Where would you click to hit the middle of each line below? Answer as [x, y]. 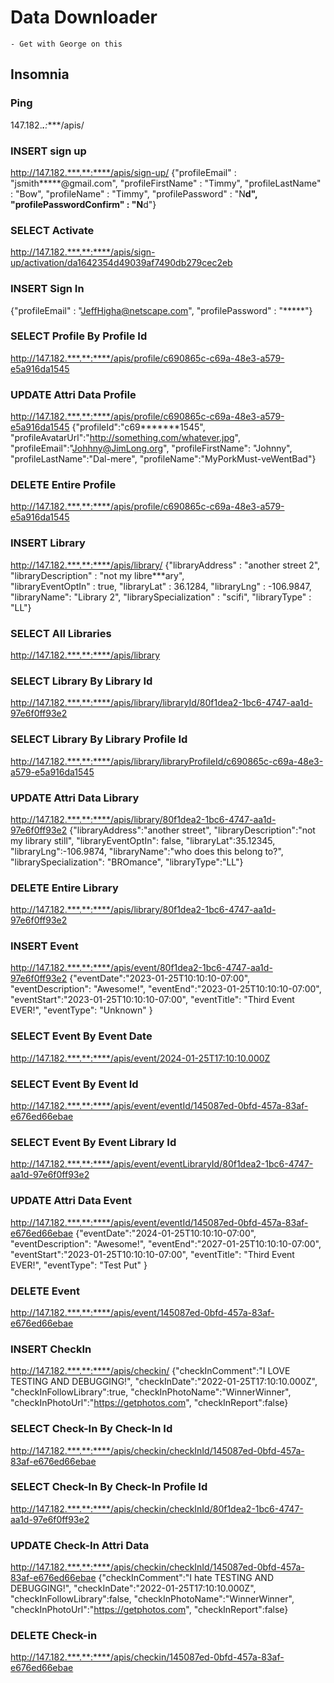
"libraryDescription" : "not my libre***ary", [97, 575]
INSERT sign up [48, 151]
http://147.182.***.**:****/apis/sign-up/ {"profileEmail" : [123, 172]
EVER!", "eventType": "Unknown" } [81, 1010]
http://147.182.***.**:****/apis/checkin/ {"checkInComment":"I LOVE [150, 1371]
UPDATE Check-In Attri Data [80, 1545]
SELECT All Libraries [61, 633]
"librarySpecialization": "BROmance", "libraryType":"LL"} [127, 862]
